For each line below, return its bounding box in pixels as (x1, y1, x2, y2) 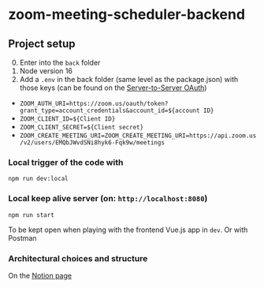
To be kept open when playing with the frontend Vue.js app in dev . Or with (8, 225, 248, 234)
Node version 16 (19, 66, 73, 76)
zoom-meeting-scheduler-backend (8, 6, 246, 24)
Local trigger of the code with (8, 156, 124, 167)
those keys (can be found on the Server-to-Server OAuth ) (19, 83, 207, 92)
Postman (8, 233, 37, 242)
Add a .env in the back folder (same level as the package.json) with (19, 75, 239, 84)
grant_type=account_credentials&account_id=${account (19, 107, 200, 114)
